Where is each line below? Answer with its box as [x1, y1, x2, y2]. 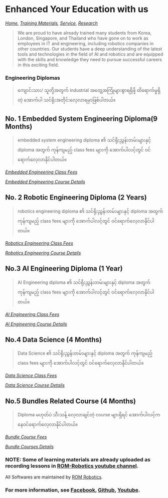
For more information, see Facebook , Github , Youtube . [5, 486, 140, 493]
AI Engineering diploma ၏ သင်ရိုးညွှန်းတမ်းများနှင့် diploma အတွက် [17, 279, 150, 285]
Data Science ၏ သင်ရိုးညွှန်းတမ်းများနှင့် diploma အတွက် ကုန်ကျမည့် [17, 350, 153, 357]
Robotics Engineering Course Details [5, 250, 81, 256]
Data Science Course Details [5, 382, 65, 388]
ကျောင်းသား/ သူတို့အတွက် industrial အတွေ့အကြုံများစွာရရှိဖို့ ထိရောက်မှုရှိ [17, 87, 161, 93]
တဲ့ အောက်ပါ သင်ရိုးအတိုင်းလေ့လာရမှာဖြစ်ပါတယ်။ [17, 97, 116, 103]
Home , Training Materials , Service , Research [5, 20, 98, 26]
